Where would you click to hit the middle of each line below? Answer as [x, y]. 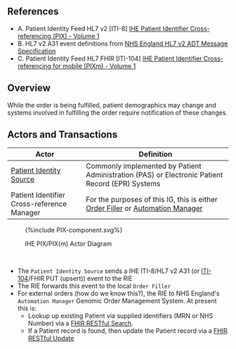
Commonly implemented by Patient [143, 166]
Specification [37, 51]
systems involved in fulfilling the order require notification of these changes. [118, 113]
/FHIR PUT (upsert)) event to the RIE [80, 279]
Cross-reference [39, 204]
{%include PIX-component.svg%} [74, 230]
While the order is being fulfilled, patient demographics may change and [112, 105]
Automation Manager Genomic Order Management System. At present [117, 301]
